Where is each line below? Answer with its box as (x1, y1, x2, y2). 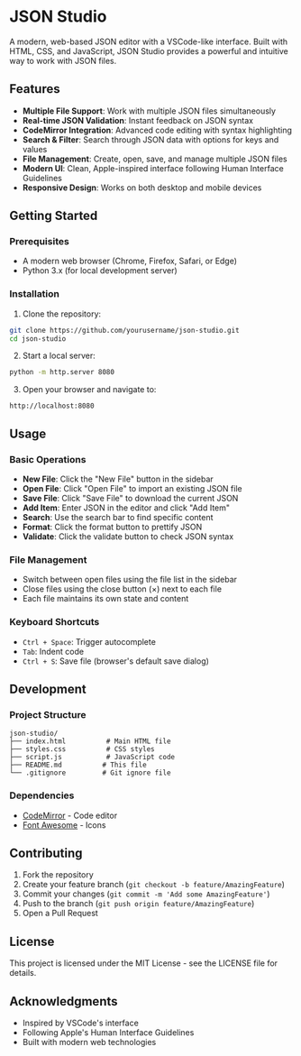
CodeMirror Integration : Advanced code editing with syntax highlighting (22, 124, 293, 135)
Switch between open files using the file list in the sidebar (22, 574, 237, 585)
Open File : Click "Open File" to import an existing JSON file (22, 483, 242, 494)
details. (9, 968, 37, 978)
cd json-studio (9, 334, 67, 344)
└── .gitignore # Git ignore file (9, 768, 171, 777)
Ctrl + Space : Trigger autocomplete (22, 636, 156, 647)
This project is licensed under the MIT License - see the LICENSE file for (9, 958, 278, 969)
